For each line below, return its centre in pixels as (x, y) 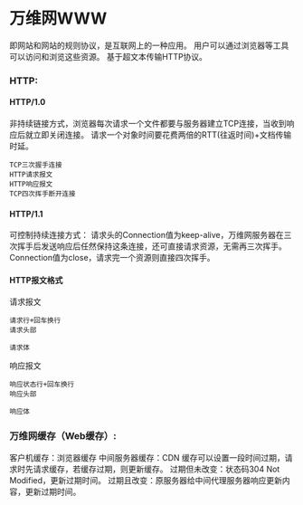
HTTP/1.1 (26, 214)
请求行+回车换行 (35, 321)
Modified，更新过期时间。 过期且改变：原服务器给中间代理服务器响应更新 (146, 480)
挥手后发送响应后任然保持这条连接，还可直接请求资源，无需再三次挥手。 (151, 246)
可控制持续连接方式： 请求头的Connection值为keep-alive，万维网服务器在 (147, 235)
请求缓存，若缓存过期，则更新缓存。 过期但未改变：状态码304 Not (156, 469)
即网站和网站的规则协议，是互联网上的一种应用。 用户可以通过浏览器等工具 (149, 45)
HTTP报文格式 (36, 280)
